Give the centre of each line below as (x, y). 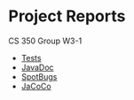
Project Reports (67, 16)
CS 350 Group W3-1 (45, 41)
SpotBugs (39, 76)
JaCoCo (36, 86)
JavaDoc (37, 67)
